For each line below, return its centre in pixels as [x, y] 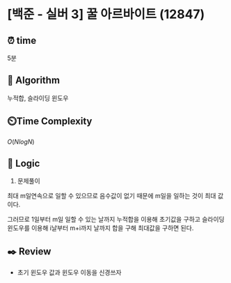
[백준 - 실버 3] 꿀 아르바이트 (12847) [106, 14]
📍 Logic [24, 163]
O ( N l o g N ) [21, 141]
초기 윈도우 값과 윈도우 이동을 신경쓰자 [69, 273]
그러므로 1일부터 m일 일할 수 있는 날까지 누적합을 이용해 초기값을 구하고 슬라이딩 [116, 220]
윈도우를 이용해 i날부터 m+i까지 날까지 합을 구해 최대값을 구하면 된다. [101, 228]
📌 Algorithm [34, 81]
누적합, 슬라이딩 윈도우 [38, 98]
